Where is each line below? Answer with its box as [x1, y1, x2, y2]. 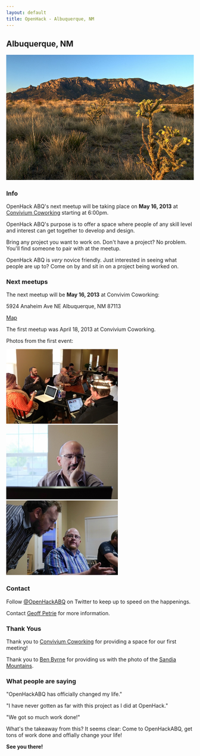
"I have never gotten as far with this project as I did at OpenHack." [6, 702, 168, 709]
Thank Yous [6, 624, 42, 633]
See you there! [6, 743, 43, 751]
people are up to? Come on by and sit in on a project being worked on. [6, 263, 179, 270]
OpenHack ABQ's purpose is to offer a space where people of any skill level [6, 221, 192, 228]
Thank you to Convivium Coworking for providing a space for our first [6, 638, 177, 645]
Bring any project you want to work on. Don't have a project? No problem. [6, 238, 187, 246]
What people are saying [6, 677, 76, 685]
